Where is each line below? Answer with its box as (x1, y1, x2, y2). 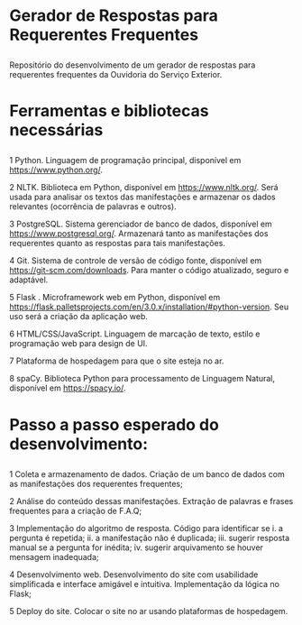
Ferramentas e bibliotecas (9, 101, 209, 122)
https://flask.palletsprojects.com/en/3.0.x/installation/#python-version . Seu (9, 301, 289, 312)
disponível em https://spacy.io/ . (9, 382, 126, 393)
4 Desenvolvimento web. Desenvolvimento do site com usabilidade (9, 569, 259, 580)
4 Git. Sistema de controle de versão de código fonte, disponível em (9, 255, 262, 266)
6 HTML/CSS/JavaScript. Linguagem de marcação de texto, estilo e (9, 328, 261, 339)
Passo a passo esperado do (9, 414, 219, 435)
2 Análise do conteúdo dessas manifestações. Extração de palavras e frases (9, 495, 294, 506)
